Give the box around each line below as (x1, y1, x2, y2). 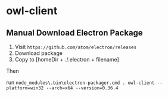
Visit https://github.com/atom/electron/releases (14, 43, 137, 50)
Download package (14, 50, 63, 57)
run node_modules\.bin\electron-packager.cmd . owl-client (6, 79, 155, 86)
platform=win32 (6, 85, 44, 91)
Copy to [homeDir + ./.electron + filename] (14, 56, 119, 63)
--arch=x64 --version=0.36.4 (46, 85, 119, 91)
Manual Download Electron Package (6, 28, 143, 38)
